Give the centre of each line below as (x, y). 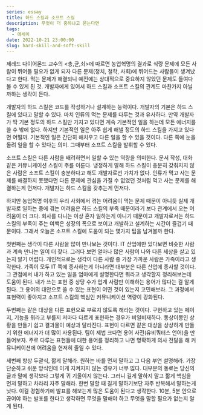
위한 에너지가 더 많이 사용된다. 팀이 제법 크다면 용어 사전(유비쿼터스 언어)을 (101, 332)
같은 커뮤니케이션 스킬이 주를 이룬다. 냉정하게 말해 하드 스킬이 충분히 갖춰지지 (97, 165)
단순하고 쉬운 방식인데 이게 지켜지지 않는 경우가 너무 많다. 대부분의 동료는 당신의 (101, 368)
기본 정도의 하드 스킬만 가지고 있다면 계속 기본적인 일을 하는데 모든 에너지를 (108, 122)
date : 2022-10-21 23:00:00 (40, 40)
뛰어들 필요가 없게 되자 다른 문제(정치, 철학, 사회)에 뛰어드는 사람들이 (98, 71)
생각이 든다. (36, 94)
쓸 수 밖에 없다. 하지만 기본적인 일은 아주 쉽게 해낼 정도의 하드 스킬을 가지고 (95, 129)
